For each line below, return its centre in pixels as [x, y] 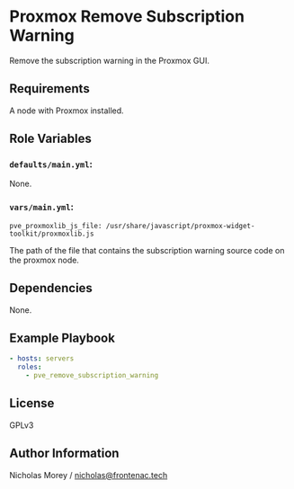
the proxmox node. [44, 260]
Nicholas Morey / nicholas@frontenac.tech [89, 475]
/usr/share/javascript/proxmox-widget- [180, 226]
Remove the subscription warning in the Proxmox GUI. [109, 60]
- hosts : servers [42, 359]
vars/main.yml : [42, 207]
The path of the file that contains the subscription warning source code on [147, 250]
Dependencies [51, 288]
